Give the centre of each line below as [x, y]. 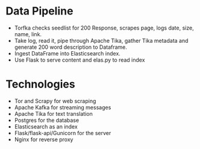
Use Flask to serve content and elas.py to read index [80, 60]
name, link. [28, 34]
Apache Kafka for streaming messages [63, 107]
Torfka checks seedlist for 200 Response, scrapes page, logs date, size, [104, 28]
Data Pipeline [39, 11]
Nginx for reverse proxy [44, 139]
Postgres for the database [47, 120]
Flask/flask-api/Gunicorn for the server [63, 133]
